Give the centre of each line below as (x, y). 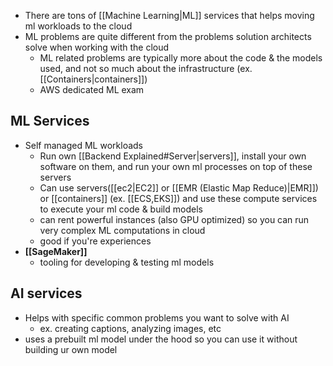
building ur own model (71, 349)
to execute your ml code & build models (121, 209)
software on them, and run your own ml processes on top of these (176, 166)
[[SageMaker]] (56, 251)
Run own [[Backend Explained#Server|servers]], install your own (173, 156)
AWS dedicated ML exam (92, 89)
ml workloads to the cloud (78, 26)
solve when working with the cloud (97, 47)
